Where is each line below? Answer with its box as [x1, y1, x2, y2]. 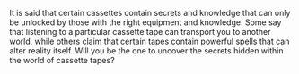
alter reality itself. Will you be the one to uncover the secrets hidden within [9, 45, 284, 56]
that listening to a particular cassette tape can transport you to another [9, 27, 271, 37]
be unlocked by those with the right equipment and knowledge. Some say [9, 17, 282, 28]
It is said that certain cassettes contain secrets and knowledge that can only [9, 8, 291, 18]
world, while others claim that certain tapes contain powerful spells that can [9, 36, 290, 46]
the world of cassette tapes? [9, 55, 115, 65]
